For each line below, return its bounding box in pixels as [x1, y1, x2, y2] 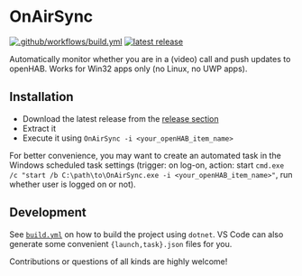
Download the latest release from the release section [22, 113, 219, 124]
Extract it [22, 123, 57, 133]
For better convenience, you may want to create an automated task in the [9, 150, 281, 161]
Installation [9, 89, 74, 105]
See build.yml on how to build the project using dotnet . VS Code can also [9, 228, 284, 240]
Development [9, 205, 87, 220]
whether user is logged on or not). [9, 179, 137, 189]
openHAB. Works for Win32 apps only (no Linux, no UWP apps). [9, 63, 248, 74]
